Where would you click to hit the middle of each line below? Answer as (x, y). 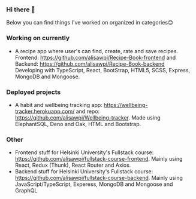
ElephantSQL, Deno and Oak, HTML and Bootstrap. (78, 124)
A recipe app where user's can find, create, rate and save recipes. (97, 51)
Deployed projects (34, 92)
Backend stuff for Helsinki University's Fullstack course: (84, 172)
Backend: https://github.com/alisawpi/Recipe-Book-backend (90, 64)
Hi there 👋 (21, 10)
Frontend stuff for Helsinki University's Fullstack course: (84, 152)
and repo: (88, 111)
